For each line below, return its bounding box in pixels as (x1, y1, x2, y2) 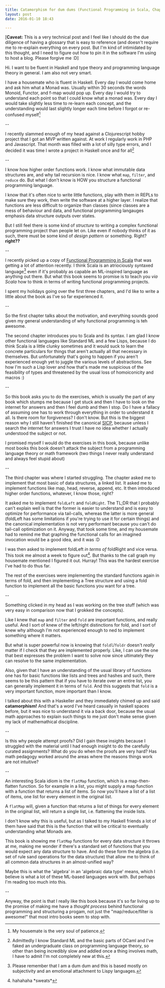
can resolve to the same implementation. (5, 658, 87, 664)
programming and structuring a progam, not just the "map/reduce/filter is (5, 909, 153, 915)
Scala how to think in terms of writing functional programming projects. (5, 279, 150, 285)
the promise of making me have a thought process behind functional (5, 903, 143, 909)
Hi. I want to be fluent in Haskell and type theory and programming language (5, 65, 160, 71)
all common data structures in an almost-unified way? (5, 859, 114, 865)
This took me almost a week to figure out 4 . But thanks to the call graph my (5, 552, 156, 558)
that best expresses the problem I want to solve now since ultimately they (5, 653, 154, 658)
